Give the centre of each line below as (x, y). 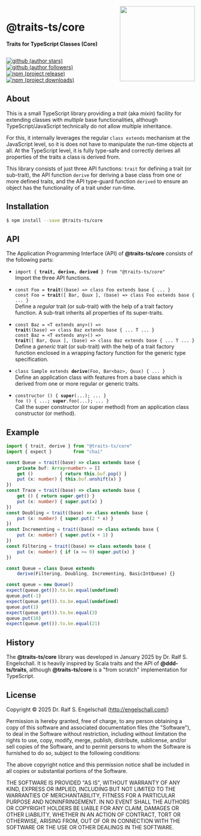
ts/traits (16, 670)
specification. (32, 359)
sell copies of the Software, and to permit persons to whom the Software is (99, 747)
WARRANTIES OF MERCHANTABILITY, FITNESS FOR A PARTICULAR (91, 795)
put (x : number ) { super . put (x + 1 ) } (65, 535)
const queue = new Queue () (40, 585)
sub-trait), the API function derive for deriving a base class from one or (94, 175)
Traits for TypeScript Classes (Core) (52, 44)
